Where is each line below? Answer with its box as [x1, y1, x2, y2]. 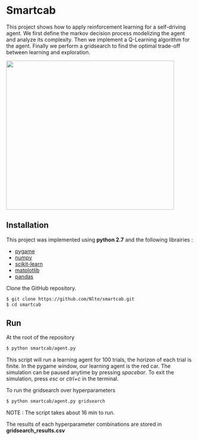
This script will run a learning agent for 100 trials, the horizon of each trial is [6, 356, 192, 364]
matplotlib [14, 267, 40, 274]
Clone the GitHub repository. [6, 284, 76, 292]
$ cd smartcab [6, 302, 42, 308]
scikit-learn [14, 260, 43, 267]
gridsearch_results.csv [6, 427, 66, 434]
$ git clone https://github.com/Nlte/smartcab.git [6, 296, 135, 302]
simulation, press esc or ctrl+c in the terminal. [6, 375, 119, 382]
